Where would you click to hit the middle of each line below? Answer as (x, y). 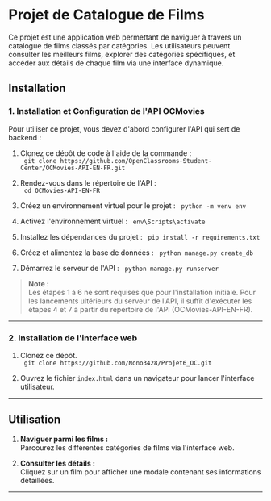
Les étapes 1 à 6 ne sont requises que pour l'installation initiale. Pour (142, 292)
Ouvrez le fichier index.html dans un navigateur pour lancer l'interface (137, 378)
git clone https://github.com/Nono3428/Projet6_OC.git (118, 363)
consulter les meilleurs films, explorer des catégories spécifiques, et (122, 54)
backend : (25, 137)
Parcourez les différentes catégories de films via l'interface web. (127, 447)
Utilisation (35, 420)
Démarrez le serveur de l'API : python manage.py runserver (119, 268)
